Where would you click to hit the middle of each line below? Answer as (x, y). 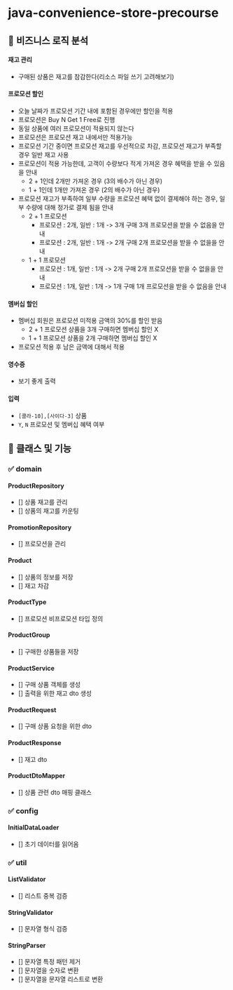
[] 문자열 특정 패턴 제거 (49, 962)
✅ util (17, 862)
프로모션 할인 (26, 94)
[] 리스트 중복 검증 (43, 895)
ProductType (27, 602)
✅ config (23, 810)
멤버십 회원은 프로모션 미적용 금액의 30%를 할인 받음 (90, 321)
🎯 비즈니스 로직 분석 (48, 40)
